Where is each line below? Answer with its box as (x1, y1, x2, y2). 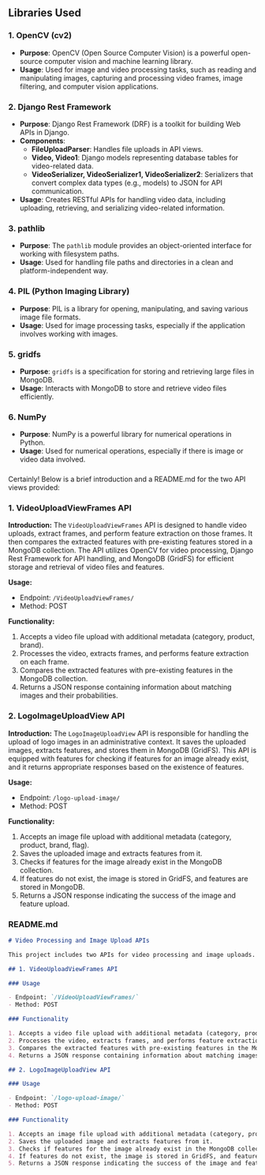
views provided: (8, 483, 61, 492)
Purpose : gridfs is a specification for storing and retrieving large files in (19, 367, 255, 376)
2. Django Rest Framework (8, 101, 112, 112)
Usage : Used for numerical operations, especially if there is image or (19, 446, 244, 456)
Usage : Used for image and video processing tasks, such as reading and (19, 65, 257, 74)
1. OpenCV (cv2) (8, 30, 73, 41)
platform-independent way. (19, 266, 109, 276)
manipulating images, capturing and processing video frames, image (19, 73, 243, 82)
